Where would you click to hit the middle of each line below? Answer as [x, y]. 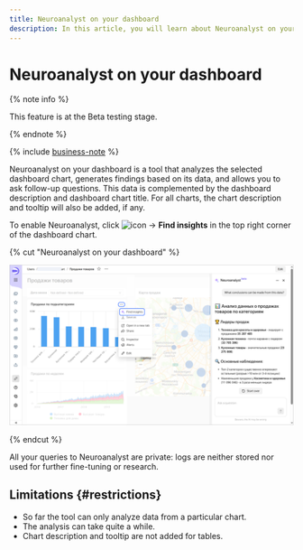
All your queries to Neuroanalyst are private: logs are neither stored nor [142, 457]
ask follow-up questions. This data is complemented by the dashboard [141, 189]
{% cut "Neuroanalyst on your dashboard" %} [95, 252]
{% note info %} [39, 99]
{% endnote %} [38, 135]
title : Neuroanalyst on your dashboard [84, 19]
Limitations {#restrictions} [86, 495]
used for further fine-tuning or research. [84, 466]
